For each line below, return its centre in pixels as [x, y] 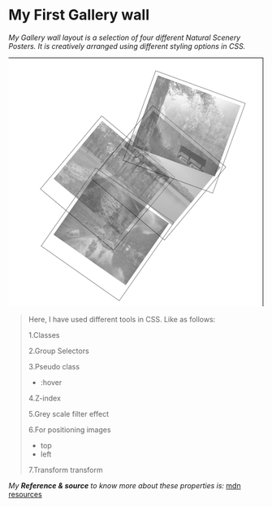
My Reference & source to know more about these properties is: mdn [125, 486]
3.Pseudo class [54, 367]
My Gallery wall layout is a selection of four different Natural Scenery [125, 37]
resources [25, 495]
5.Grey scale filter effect [69, 414]
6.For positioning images [69, 430]
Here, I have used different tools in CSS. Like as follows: [122, 320]
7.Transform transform [65, 470]
